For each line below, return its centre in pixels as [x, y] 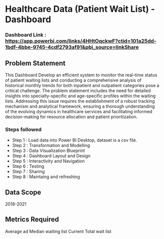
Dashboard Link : [26, 35]
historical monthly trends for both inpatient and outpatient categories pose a [82, 85]
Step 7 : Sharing [28, 172]
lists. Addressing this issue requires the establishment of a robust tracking [80, 101]
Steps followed [23, 129]
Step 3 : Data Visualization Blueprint [48, 150]
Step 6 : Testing [28, 166]
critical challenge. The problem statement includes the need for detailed [78, 90]
